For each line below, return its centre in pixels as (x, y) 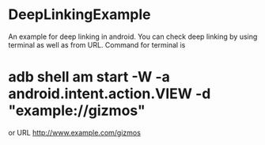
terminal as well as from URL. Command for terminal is (97, 44)
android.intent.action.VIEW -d (110, 94)
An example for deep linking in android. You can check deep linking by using (133, 36)
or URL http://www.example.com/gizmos (74, 132)
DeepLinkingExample (79, 15)
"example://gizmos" (77, 111)
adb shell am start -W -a (89, 77)
